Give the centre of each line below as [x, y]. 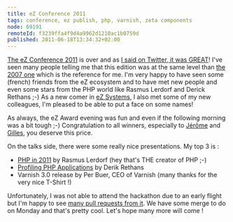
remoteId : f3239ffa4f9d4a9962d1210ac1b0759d [73, 33]
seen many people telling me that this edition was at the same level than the [116, 67]
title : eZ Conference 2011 [47, 14]
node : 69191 [24, 27]
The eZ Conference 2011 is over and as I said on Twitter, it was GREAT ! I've [115, 60]
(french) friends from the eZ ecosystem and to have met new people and [112, 82]
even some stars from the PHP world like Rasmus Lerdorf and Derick [106, 90]
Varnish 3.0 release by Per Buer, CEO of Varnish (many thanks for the [117, 175]
